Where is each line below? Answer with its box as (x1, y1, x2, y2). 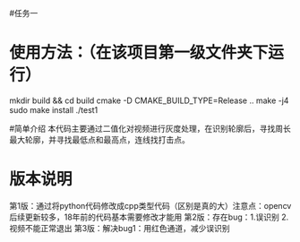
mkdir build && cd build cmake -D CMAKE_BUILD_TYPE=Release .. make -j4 (9, 95, 289, 106)
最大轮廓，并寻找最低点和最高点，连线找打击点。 (9, 134, 190, 145)
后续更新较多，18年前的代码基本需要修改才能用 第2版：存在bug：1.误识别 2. (9, 212, 289, 222)
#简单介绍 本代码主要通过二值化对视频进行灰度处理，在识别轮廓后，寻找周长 (9, 123, 291, 134)
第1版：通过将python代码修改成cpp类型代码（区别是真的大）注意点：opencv (9, 200, 292, 211)
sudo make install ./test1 (9, 104, 99, 115)
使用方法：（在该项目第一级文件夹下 (9, 43, 269, 63)
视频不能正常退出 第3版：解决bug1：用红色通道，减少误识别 (9, 222, 230, 233)
